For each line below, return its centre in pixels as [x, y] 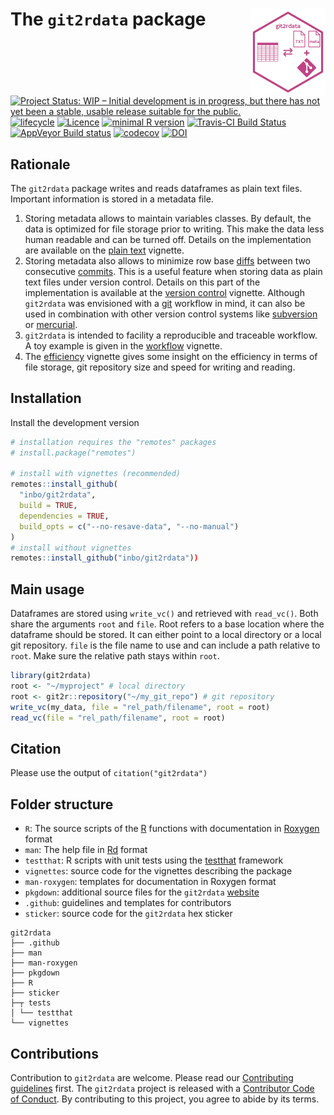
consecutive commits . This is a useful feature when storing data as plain [173, 271]
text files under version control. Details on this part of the [142, 282]
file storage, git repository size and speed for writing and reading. [160, 367]
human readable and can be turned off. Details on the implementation [168, 239]
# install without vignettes [71, 548]
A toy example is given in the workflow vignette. [123, 346]
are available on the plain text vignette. [104, 250]
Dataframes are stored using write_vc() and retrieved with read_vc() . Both [164, 614]
